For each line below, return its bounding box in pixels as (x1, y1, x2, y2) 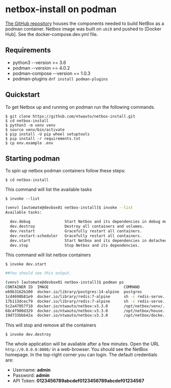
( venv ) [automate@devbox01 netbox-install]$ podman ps (5, 280, 124, 285)
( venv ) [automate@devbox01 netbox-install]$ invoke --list (5, 205, 133, 211)
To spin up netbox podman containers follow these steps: (5, 168, 126, 174)
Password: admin (12, 372, 50, 378)
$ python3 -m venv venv (5, 123, 56, 128)
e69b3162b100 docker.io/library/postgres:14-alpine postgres (5, 289, 142, 294)
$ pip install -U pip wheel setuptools (5, 131, 90, 137)
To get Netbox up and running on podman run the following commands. (5, 104, 155, 110)
